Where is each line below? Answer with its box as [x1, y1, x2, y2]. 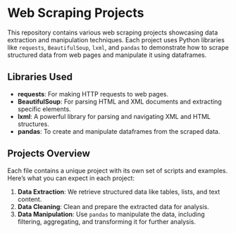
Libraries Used [7, 71, 73, 83]
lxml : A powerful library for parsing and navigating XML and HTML [17, 112, 211, 120]
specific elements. [17, 104, 72, 113]
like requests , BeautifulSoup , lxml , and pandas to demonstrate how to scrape [7, 43, 229, 51]
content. [17, 195, 42, 203]
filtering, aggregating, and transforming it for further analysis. [17, 217, 196, 226]
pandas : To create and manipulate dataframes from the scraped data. [17, 127, 221, 135]
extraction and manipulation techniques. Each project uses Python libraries [7, 35, 225, 44]
